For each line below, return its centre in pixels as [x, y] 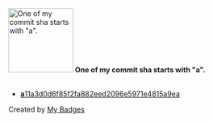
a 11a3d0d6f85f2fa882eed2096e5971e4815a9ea [100, 94]
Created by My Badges [46, 109]
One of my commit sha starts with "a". [140, 70]
